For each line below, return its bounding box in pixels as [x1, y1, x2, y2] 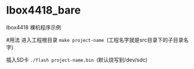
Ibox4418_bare [6, 4, 81, 17]
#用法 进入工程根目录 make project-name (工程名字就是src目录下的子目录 [6, 36, 184, 43]
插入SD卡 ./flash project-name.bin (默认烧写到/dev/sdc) [6, 56, 148, 63]
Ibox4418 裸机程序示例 [6, 24, 62, 31]
